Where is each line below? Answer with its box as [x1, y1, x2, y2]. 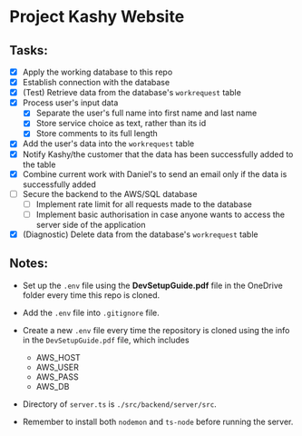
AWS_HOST [35, 352, 82, 362]
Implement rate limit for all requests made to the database [35, 198, 252, 210]
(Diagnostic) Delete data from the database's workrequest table [22, 229, 258, 240]
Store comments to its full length [35, 128, 159, 139]
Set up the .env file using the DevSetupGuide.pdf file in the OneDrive [22, 280, 283, 291]
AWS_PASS [35, 371, 79, 382]
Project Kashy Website [9, 6, 185, 27]
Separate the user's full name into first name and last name [35, 107, 258, 119]
